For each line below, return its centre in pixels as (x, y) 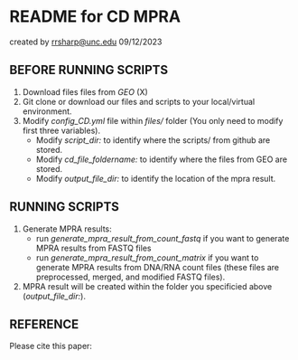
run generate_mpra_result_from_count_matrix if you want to (147, 257)
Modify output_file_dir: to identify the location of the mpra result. (156, 178)
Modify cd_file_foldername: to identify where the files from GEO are (161, 159)
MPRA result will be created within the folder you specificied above (147, 286)
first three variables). (61, 130)
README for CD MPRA (95, 17)
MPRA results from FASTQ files (93, 248)
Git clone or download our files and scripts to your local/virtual (139, 101)
